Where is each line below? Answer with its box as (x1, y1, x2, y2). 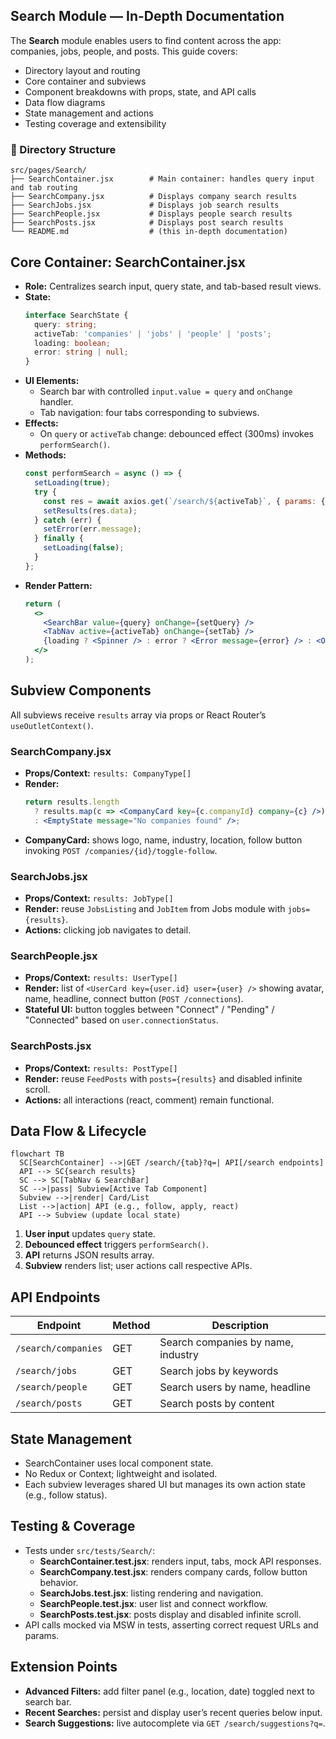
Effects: (24, 417, 59, 429)
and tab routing (10, 183, 78, 193)
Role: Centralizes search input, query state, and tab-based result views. (24, 280, 322, 292)
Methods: (24, 449, 67, 461)
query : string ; (34, 319, 98, 329)
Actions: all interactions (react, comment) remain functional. (24, 1094, 275, 1106)
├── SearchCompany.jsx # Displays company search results (10, 192, 298, 202)
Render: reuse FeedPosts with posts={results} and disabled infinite (24, 1072, 303, 1084)
